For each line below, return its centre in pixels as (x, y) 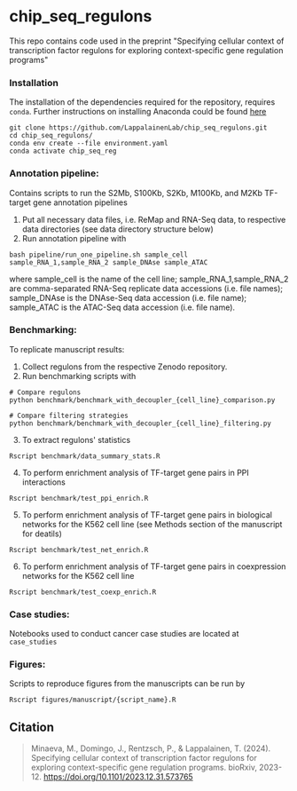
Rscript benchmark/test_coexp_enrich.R (83, 592)
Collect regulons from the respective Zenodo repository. (125, 367)
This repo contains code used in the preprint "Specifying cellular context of (147, 41)
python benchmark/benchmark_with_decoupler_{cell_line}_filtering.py (141, 423)
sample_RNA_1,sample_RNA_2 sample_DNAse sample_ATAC (109, 262)
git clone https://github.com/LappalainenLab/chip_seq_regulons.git (138, 128)
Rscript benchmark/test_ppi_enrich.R (79, 498)
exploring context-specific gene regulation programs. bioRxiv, (144, 767)
